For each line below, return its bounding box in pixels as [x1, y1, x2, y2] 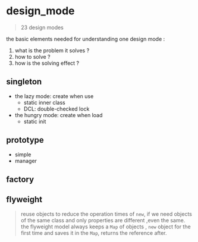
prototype [6, 135, 45, 145]
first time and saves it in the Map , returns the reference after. [20, 229, 167, 236]
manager [14, 157, 37, 164]
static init [23, 118, 46, 125]
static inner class [23, 99, 65, 106]
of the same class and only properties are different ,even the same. [20, 216, 186, 224]
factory [6, 174, 34, 184]
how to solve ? [14, 53, 51, 60]
